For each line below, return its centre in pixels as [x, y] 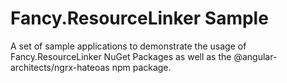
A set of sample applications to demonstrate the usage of [128, 46]
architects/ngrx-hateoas [60, 67]
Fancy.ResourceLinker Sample [139, 18]
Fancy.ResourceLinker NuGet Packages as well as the [121, 56]
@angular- [255, 56]
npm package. [141, 67]
